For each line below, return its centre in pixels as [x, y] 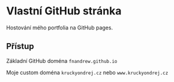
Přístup [20, 46]
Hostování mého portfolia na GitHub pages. [59, 28]
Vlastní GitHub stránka [64, 11]
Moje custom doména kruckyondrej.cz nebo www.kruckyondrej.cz [87, 72]
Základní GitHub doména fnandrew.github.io [62, 60]
